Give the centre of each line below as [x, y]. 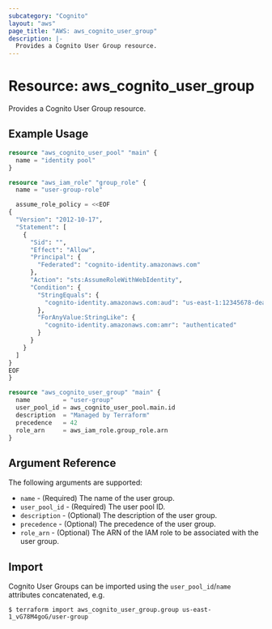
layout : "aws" [32, 24]
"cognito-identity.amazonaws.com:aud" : [112, 302]
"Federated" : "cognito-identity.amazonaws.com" [119, 265]
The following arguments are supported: [76, 482]
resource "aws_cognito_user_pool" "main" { [83, 152]
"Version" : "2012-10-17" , [59, 220]
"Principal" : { [55, 257]
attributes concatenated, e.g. [57, 595]
